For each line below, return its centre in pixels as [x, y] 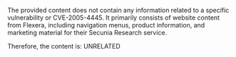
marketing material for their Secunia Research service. [87, 32]
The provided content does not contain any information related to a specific [118, 10]
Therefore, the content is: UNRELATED [64, 46]
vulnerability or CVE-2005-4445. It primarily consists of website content [113, 18]
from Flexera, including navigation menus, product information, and [106, 25]
